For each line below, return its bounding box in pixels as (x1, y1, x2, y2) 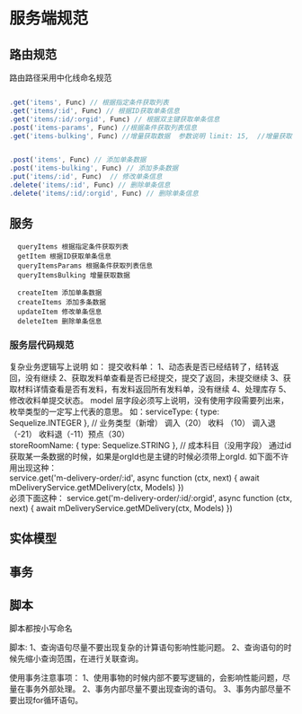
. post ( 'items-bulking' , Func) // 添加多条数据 (9, 163, 179, 173)
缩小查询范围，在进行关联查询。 (24, 653, 144, 665)
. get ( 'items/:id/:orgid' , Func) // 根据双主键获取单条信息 (9, 114, 220, 124)
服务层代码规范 (9, 339, 75, 351)
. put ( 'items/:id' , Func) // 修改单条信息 (9, 172, 163, 181)
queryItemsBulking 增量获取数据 (17, 270, 130, 279)
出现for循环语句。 (16, 695, 84, 706)
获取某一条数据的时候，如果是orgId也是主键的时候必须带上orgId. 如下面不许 (9, 451, 289, 462)
